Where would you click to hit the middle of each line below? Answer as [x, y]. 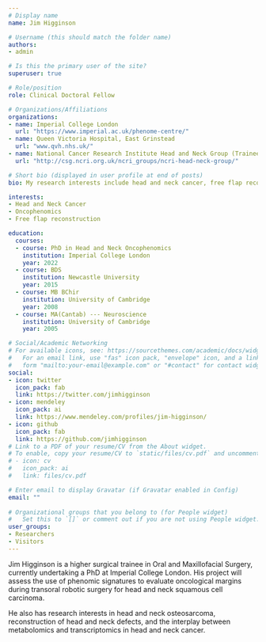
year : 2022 [40, 263]
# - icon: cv [30, 461]
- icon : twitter [35, 380]
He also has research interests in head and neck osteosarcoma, [112, 613]
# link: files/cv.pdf [47, 476]
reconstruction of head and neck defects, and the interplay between [120, 621]
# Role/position [35, 88]
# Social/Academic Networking [58, 344]
